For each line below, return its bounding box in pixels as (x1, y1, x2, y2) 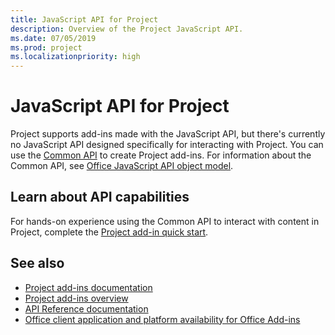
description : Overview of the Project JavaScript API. (10, 24, 244, 34)
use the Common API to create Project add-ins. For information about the (10, 149, 312, 161)
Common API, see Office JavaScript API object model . (10, 160, 234, 172)
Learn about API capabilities (10, 189, 190, 206)
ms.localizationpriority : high (10, 52, 141, 62)
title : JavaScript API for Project (10, 14, 159, 25)
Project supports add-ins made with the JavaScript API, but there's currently (10, 128, 326, 140)
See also (10, 255, 65, 272)
